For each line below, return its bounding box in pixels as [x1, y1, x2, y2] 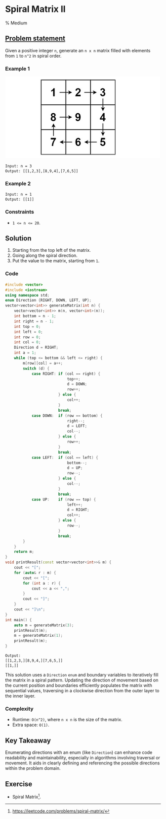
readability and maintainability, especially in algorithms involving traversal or [5, 755, 161, 761]
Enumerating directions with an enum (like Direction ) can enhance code [5, 749, 153, 755]
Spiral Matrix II [5, 3, 66, 15]
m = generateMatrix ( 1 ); [14, 633, 63, 638]
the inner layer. [5, 693, 36, 699]
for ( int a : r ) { [23, 581, 61, 586]
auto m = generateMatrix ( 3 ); [14, 622, 74, 628]
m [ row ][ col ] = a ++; [23, 361, 63, 366]
